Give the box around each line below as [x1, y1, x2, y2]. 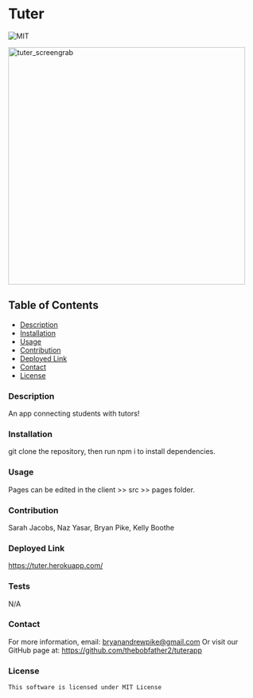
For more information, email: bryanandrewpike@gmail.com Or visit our [8, 637, 239, 646]
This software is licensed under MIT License [8, 684, 162, 692]
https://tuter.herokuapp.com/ [8, 561, 103, 570]
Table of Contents [8, 298, 99, 312]
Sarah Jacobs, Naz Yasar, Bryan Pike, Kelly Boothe [8, 523, 175, 532]
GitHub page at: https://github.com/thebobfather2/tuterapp [8, 645, 203, 655]
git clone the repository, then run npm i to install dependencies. [8, 447, 216, 456]
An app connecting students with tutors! [8, 408, 140, 419]
